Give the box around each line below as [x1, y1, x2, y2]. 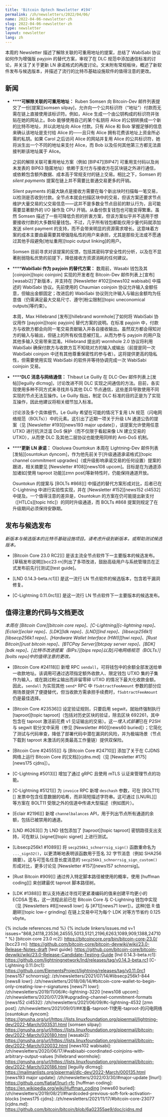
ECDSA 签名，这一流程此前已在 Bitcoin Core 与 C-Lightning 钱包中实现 [12, 897, 158, 903]
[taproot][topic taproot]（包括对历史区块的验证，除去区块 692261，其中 [12, 712, 160, 718]
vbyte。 [12, 916, 29, 922]
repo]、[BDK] [128, 641, 156, 647]
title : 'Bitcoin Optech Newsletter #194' [5, 7, 93, 12]
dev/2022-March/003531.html [5, 1022, 67, 1028]
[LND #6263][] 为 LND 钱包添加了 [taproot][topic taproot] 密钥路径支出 [12, 827, 158, 833]
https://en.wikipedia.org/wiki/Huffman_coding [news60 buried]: [5, 1085, 136, 1091]
